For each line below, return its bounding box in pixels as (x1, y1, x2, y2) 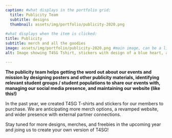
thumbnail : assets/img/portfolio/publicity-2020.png (10, 21, 125, 27)
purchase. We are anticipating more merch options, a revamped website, (5, 106, 159, 112)
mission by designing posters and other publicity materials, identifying (5, 74, 160, 80)
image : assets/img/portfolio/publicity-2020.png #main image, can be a (5, 45, 161, 51)
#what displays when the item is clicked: (5, 31, 97, 36)
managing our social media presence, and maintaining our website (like (5, 85, 160, 91)
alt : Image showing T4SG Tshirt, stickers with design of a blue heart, (5, 50, 164, 55)
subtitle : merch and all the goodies (5, 41, 86, 46)
